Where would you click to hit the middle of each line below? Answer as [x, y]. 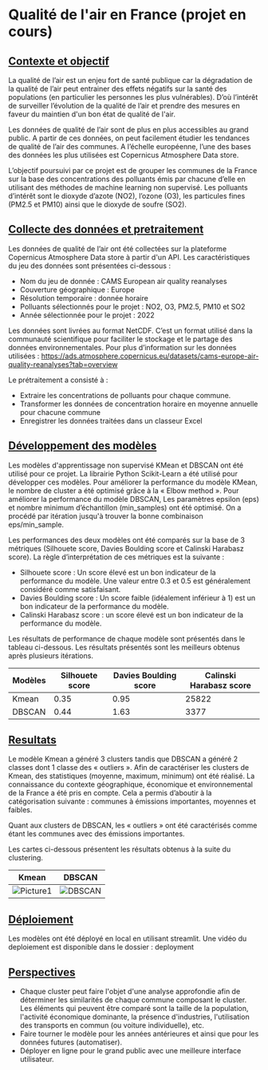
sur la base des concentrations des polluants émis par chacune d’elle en [127, 179]
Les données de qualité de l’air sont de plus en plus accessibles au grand [128, 130]
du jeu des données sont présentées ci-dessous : [90, 266]
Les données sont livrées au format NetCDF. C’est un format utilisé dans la [130, 330]
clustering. [26, 858]
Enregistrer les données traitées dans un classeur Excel [111, 420]
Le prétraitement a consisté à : [58, 380]
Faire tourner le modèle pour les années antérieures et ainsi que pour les [139, 1034]
